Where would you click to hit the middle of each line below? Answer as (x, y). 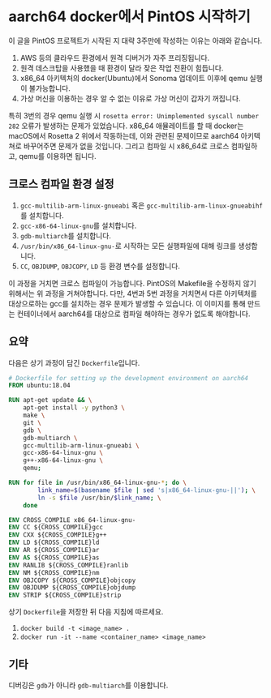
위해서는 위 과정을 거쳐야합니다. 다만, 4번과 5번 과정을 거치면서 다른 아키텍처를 (133, 293)
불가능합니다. (49, 88)
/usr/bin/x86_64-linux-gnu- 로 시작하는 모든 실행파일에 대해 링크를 (128, 246)
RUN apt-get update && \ (50, 400)
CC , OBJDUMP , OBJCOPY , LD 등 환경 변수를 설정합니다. (100, 266)
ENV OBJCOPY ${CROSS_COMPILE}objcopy (72, 580)
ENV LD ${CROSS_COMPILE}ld (54, 543)
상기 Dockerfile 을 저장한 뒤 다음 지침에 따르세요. (86, 612)
